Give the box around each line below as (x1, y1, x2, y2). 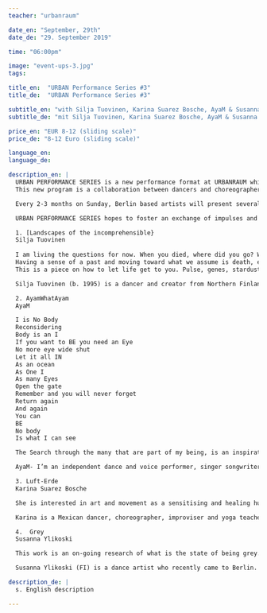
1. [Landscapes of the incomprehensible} (15, 228, 155, 237)
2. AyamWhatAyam (15, 294, 69, 302)
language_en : (8, 149, 52, 157)
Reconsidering (15, 324, 62, 332)
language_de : (8, 157, 52, 165)
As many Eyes (15, 375, 59, 383)
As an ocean (15, 360, 56, 368)
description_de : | (8, 578, 69, 586)
